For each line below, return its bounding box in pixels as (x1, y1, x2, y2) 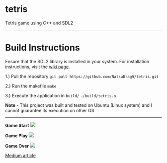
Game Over (5, 143, 29, 149)
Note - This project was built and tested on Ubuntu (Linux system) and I (5, 102, 153, 108)
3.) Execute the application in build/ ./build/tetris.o (5, 92, 116, 98)
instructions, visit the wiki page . (5, 64, 70, 70)
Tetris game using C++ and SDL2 (5, 20, 74, 26)
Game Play (5, 133, 28, 139)
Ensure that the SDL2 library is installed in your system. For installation (5, 58, 150, 64)
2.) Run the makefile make (5, 83, 57, 89)
